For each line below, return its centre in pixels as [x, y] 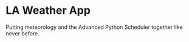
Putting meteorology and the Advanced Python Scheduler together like [94, 27]
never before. [23, 33]
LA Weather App [48, 10]
